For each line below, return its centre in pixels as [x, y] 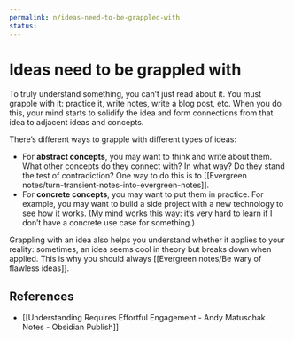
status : [23, 26]
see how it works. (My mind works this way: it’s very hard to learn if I [147, 213]
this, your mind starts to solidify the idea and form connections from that [141, 113]
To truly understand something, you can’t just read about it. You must [135, 94]
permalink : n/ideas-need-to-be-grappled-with [94, 17]
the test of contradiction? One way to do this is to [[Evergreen [135, 176]
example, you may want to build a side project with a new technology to [153, 204]
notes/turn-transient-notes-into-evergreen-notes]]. [116, 185]
